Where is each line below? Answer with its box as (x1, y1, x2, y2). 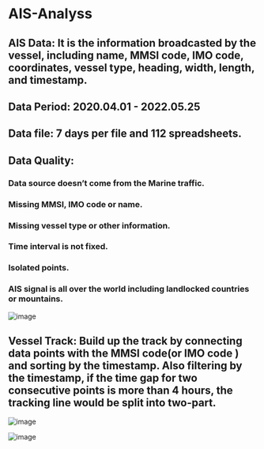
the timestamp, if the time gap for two (8, 372, 198, 385)
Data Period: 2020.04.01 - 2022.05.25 (8, 100, 201, 113)
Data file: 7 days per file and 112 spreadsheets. (8, 127, 243, 141)
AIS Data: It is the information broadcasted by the (8, 36, 257, 50)
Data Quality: (8, 153, 75, 167)
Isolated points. (8, 262, 70, 274)
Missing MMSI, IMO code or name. (8, 198, 143, 209)
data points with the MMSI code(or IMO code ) (8, 347, 239, 360)
